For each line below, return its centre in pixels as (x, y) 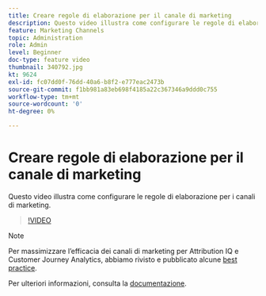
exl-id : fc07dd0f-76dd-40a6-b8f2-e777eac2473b (86, 82)
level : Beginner (35, 52)
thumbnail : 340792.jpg (46, 67)
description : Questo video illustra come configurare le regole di (122, 23)
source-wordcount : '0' (46, 104)
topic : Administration (46, 38)
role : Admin (28, 45)
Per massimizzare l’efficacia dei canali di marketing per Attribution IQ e (123, 251)
